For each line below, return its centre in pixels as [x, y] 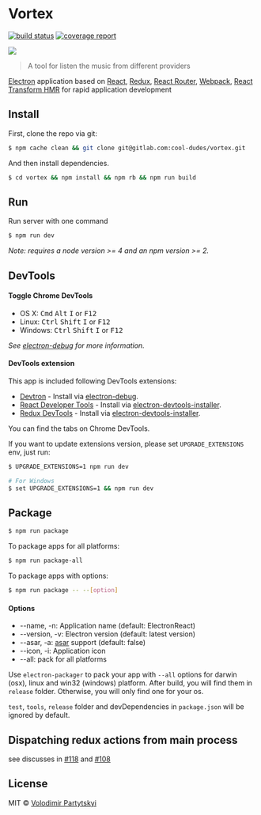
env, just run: [29, 452]
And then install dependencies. [59, 163]
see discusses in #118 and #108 [59, 759]
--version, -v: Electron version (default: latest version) [108, 634]
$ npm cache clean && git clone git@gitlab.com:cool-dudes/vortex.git [127, 148]
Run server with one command [58, 221]
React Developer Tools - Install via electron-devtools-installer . [120, 405]
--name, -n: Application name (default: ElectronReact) [108, 626]
